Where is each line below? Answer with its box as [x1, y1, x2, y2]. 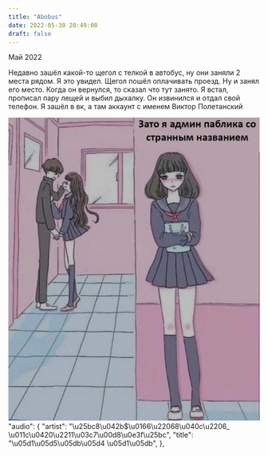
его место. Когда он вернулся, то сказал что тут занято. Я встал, [8, 85, 229, 95]
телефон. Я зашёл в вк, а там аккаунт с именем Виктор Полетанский [8, 102, 243, 112]
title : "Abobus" [8, 13, 62, 21]
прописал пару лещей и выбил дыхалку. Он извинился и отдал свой [8, 93, 241, 103]
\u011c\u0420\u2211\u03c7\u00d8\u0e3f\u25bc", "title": [8, 430, 194, 439]
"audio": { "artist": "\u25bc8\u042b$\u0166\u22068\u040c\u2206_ [8, 421, 230, 430]
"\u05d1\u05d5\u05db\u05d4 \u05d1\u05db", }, [8, 438, 165, 448]
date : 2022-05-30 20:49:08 [8, 21, 98, 29]
